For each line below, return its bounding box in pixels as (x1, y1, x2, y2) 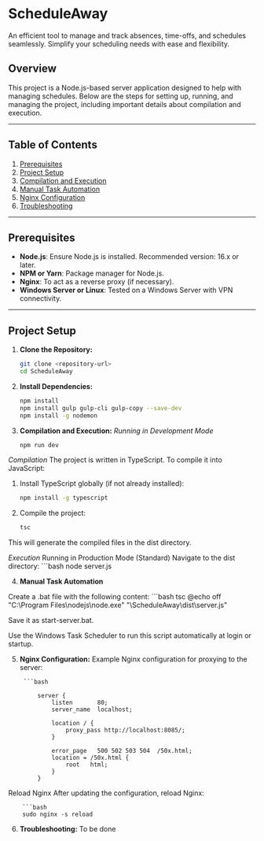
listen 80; (51, 698, 108, 707)
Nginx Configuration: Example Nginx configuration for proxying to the (19, 654, 247, 664)
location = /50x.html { (51, 754, 130, 762)
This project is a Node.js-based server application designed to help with (8, 83, 242, 92)
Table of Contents (8, 139, 98, 152)
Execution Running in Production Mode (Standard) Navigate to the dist (8, 553, 236, 563)
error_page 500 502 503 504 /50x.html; (51, 747, 192, 755)
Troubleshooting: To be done (19, 824, 116, 834)
